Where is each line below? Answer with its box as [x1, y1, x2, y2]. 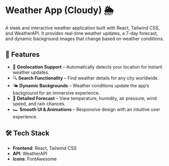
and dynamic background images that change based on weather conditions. [5, 36, 164, 42]
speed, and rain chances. [12, 101, 66, 107]
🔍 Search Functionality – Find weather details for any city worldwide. [12, 75, 159, 81]
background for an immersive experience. [12, 90, 100, 96]
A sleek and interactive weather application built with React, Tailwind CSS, [5, 24, 160, 31]
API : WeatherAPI [12, 150, 48, 156]
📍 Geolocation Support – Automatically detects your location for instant [12, 63, 163, 70]
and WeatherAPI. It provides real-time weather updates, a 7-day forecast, [5, 30, 158, 36]
